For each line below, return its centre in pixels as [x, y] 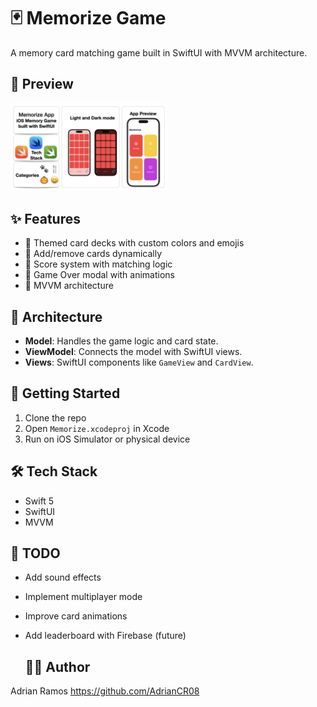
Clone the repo [55, 417]
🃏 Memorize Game [88, 18]
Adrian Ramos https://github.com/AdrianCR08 [105, 691]
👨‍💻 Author [57, 666]
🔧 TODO [35, 553]
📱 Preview [42, 84]
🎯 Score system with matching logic [98, 264]
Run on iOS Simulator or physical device [107, 439]
